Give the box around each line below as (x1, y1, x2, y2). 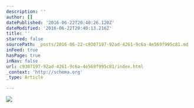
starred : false (6, 36, 44, 42)
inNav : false (6, 58, 38, 64)
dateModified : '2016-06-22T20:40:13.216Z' (6, 25, 112, 31)
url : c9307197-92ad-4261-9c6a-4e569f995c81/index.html (6, 63, 144, 70)
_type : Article (6, 74, 44, 80)
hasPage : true (6, 53, 41, 58)
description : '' (6, 8, 46, 15)
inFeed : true (6, 47, 38, 53)
